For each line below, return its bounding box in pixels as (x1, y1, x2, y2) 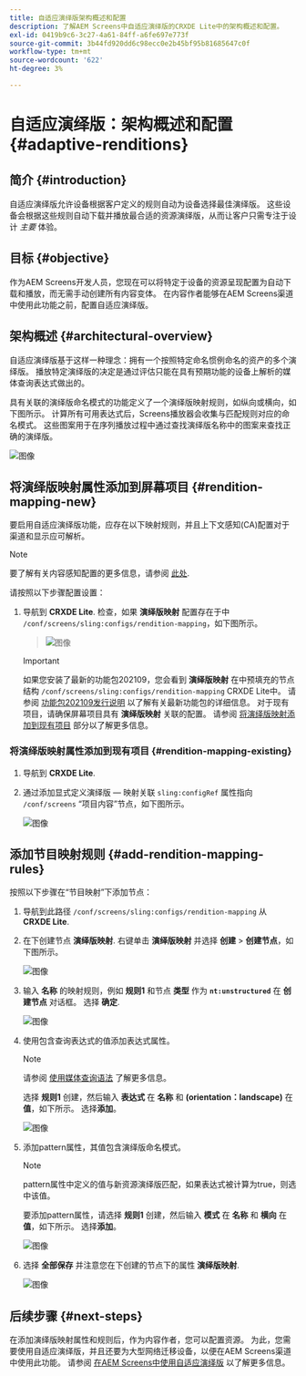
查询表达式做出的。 (16, 377, 89, 388)
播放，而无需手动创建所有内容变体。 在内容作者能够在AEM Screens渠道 (25, 288, 294, 299)
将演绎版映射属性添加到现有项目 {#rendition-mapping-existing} (9, 744, 292, 757)
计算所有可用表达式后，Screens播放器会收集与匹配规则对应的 (51, 407, 282, 419)
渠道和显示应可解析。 (9, 530, 89, 542)
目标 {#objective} (9, 251, 110, 266)
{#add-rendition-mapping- (107, 847, 264, 862)
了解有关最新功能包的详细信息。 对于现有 (135, 697, 290, 708)
